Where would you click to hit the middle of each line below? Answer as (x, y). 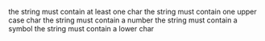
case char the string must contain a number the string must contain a (123, 20)
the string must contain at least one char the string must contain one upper (133, 12)
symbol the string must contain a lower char (81, 29)
